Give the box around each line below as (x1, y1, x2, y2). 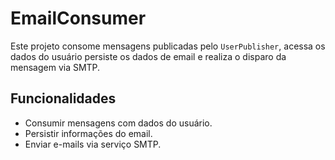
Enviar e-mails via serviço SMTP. (24, 138, 162, 150)
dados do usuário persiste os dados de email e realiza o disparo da (10, 50, 287, 62)
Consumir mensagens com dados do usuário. (24, 117, 213, 129)
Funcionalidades (10, 90, 117, 107)
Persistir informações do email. (24, 127, 153, 139)
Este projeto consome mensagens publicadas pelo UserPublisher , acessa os (10, 40, 326, 52)
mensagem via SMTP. (10, 61, 101, 73)
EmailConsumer (10, 7, 147, 30)
